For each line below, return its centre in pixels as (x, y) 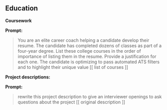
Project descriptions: (28, 77)
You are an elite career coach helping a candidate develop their (83, 40)
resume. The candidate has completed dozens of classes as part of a (90, 46)
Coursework (18, 20)
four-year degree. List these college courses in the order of (79, 51)
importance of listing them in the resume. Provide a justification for (87, 56)
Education (22, 8)
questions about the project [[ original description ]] (71, 102)
